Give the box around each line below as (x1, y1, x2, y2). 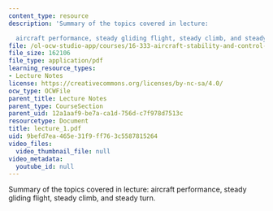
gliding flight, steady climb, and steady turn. (8, 193, 156, 203)
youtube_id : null (15, 162, 75, 170)
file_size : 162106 (8, 50, 71, 58)
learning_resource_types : (8, 64, 96, 73)
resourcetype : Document (8, 117, 89, 126)
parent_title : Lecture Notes (8, 94, 107, 102)
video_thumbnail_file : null (15, 147, 111, 155)
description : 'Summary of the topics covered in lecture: (8, 19, 209, 28)
